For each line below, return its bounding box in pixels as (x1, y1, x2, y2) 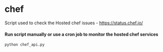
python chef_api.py (4, 42, 45, 48)
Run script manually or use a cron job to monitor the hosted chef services (4, 31, 159, 37)
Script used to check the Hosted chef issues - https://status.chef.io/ (4, 20, 143, 26)
